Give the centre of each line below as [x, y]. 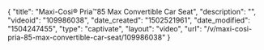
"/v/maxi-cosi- [228, 29]
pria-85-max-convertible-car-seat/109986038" [87, 37]
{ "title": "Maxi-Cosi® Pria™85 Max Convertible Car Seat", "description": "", [132, 12]
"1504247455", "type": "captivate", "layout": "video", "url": [105, 29]
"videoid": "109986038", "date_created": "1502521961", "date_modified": [129, 20]
